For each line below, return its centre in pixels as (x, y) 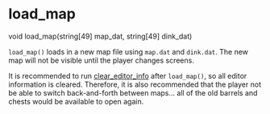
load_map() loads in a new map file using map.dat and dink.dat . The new (128, 51)
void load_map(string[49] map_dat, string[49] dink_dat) (100, 36)
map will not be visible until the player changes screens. (102, 60)
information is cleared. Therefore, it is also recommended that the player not (135, 84)
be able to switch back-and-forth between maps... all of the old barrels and (133, 92)
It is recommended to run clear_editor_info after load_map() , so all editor (128, 75)
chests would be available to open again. (76, 101)
